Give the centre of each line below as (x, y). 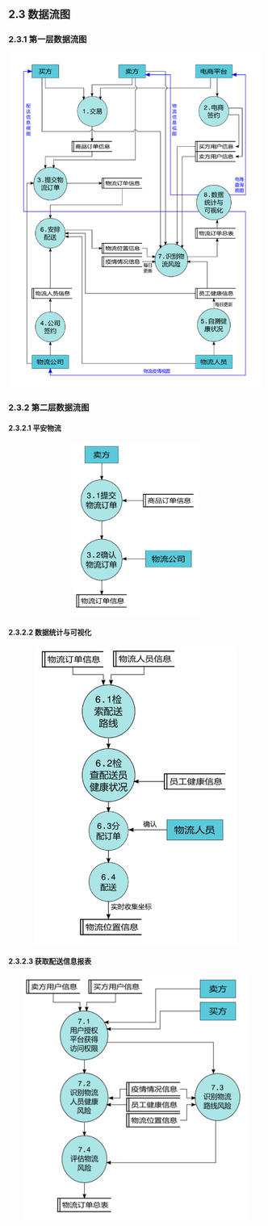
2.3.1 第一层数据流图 (48, 40)
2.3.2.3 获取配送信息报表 (50, 961)
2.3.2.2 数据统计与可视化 (50, 632)
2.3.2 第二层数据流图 (49, 408)
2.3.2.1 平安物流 (35, 428)
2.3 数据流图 (40, 15)
